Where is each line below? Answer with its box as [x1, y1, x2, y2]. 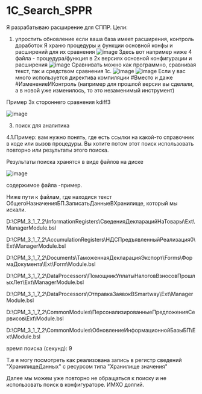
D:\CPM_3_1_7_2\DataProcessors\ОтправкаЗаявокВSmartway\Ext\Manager [6, 290, 194, 297]
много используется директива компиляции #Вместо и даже [14, 74, 173, 81]
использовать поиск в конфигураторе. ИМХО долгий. [6, 381, 145, 388]
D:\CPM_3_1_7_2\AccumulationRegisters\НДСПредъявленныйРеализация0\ [6, 236, 196, 243]
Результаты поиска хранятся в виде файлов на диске [6, 158, 144, 165]
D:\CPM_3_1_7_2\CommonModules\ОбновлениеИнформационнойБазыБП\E [6, 326, 196, 334]
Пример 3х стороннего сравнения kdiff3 [6, 98, 111, 106]
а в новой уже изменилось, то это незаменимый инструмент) [14, 86, 175, 94]
